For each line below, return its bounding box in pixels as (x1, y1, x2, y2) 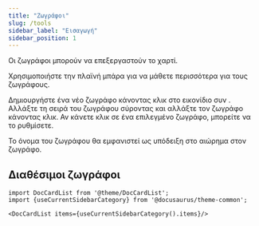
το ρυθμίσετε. (8, 121, 54, 130)
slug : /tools (8, 19, 52, 27)
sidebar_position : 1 (8, 34, 77, 42)
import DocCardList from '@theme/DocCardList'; (8, 189, 170, 197)
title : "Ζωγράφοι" (8, 11, 69, 20)
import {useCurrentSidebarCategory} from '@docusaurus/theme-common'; (8, 196, 248, 204)
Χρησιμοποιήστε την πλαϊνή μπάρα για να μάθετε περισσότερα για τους (8, 71, 249, 81)
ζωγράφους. (8, 80, 50, 89)
